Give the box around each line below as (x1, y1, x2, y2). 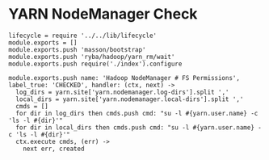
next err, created (23, 145, 85, 153)
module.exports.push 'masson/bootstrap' (8, 45, 147, 53)
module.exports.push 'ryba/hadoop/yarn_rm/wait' (8, 53, 175, 61)
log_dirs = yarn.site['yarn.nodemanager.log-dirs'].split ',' (15, 88, 229, 96)
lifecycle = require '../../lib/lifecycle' (8, 32, 158, 40)
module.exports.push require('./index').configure (8, 60, 183, 68)
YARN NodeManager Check (8, 5, 198, 23)
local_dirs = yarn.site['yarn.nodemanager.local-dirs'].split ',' (15, 95, 244, 103)
